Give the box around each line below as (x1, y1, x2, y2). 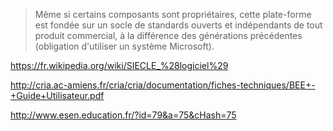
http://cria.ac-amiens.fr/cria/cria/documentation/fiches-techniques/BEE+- (10, 79, 316, 91)
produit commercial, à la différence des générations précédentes (34, 30, 303, 41)
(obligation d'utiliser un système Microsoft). (34, 40, 215, 52)
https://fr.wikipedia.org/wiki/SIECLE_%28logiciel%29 (10, 60, 229, 71)
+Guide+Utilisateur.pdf (10, 90, 105, 101)
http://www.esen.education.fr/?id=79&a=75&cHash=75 (10, 109, 237, 121)
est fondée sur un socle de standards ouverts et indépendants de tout (34, 19, 323, 31)
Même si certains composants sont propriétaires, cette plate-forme (34, 9, 312, 20)
